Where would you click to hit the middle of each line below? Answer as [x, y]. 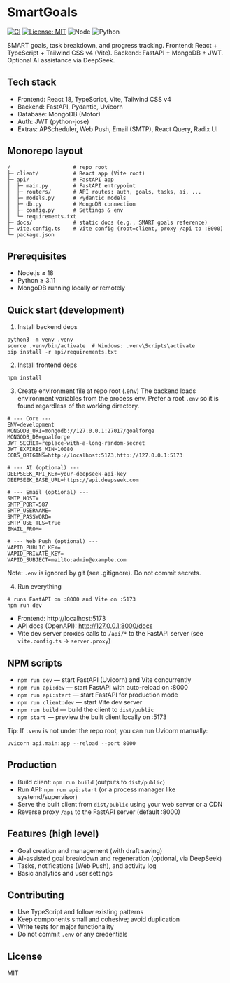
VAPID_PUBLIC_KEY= [34, 548]
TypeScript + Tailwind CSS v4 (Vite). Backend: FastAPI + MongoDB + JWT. [115, 53]
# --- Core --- [29, 419]
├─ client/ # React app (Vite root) [76, 173]
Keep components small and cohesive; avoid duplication [99, 919]
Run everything [39, 587]
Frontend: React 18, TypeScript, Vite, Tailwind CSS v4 [94, 99]
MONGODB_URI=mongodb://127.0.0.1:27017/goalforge [81, 431]
